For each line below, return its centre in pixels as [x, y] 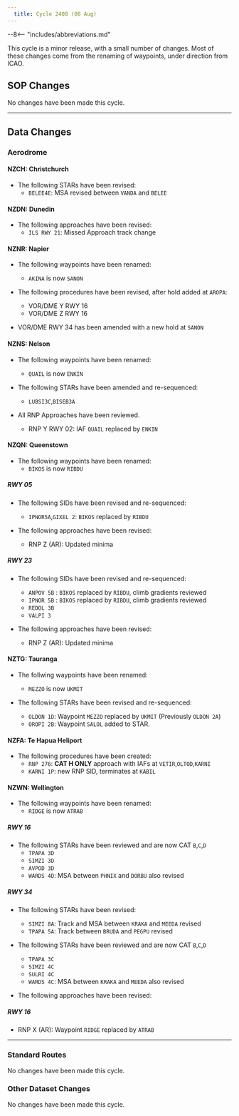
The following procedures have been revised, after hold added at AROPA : [122, 292]
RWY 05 [20, 485]
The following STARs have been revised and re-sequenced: [105, 702]
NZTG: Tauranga [32, 659]
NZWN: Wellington [36, 787]
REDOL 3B [41, 608]
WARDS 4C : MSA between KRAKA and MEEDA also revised [106, 982]
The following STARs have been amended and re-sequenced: [108, 387]
